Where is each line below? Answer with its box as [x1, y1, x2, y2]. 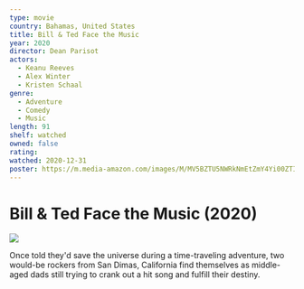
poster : [9, 164, 39, 173]
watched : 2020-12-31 [9, 155, 88, 165]
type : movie [9, 13, 54, 23]
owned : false [9, 139, 59, 148]
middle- [252, 259, 281, 271]
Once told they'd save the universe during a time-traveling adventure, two [9, 250, 285, 261]
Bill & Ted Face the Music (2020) [9, 203, 258, 224]
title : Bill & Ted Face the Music [9, 30, 140, 39]
